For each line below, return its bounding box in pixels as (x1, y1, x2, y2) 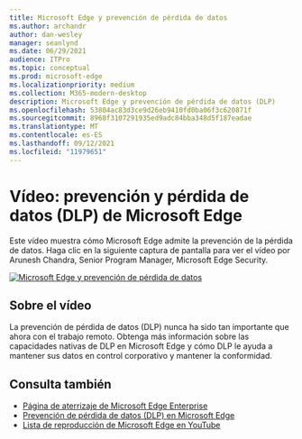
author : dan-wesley (9, 30, 83, 39)
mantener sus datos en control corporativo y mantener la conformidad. (9, 351, 273, 361)
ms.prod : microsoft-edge (9, 72, 103, 81)
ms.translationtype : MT (9, 123, 99, 132)
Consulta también (9, 376, 112, 392)
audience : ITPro (9, 55, 70, 64)
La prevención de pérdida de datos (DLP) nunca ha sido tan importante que (9, 322, 290, 333)
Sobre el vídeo (9, 297, 92, 313)
